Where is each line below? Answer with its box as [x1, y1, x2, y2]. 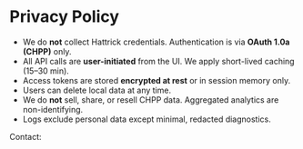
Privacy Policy [9, 6, 120, 27]
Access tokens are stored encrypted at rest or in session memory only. [22, 74, 291, 85]
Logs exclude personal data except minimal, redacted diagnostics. [22, 114, 271, 124]
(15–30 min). [22, 65, 70, 76]
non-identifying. [22, 104, 84, 114]
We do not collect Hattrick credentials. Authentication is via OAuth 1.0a [22, 36, 290, 47]
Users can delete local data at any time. [22, 84, 171, 95]
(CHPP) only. [22, 45, 72, 56]
